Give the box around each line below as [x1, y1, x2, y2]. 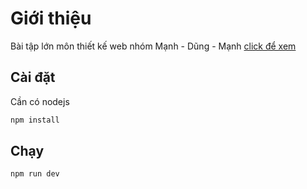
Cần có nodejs [10, 95, 70, 107]
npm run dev [10, 169, 60, 179]
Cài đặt [10, 69, 56, 86]
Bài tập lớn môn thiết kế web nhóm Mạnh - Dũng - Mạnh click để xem [10, 40, 297, 52]
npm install [10, 115, 60, 125]
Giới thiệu [10, 7, 92, 30]
